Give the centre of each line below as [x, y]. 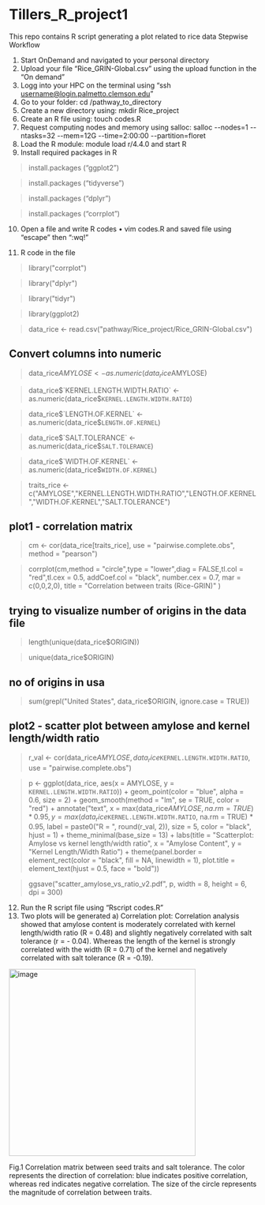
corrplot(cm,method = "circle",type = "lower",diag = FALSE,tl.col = [136, 569]
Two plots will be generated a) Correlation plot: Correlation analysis [130, 916]
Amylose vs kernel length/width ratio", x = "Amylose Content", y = [135, 843]
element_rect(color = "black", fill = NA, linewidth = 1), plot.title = [132, 860]
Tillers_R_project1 [69, 15]
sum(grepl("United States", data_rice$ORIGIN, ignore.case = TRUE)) [139, 701]
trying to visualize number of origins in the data [128, 611]
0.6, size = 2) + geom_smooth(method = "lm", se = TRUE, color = [134, 800]
